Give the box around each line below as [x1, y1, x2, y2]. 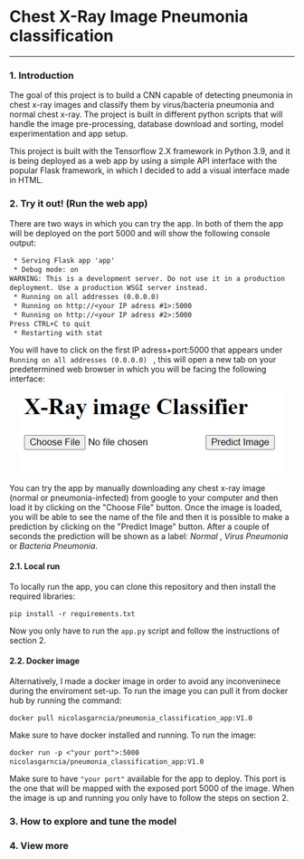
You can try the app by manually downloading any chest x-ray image [9, 482, 266, 493]
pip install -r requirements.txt [9, 609, 136, 618]
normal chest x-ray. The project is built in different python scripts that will [9, 109, 283, 120]
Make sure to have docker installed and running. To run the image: [9, 729, 257, 740]
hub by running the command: [9, 695, 122, 706]
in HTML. [9, 175, 43, 186]
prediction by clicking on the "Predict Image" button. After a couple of [9, 521, 270, 532]
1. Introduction [9, 69, 74, 82]
